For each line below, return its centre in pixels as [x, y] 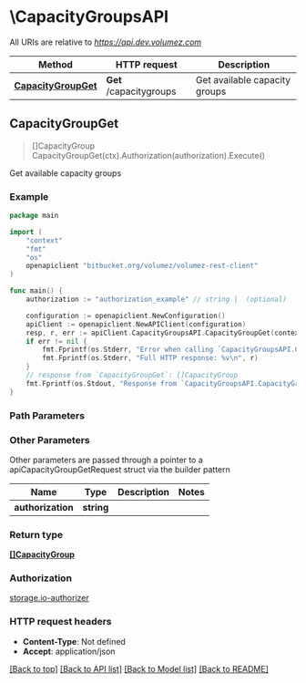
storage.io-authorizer [49, 598]
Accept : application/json [69, 651]
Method [55, 64]
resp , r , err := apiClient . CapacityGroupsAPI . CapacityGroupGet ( [150, 333]
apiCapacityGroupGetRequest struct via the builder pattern [120, 469]
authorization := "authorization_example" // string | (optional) [156, 300]
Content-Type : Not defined [74, 641]
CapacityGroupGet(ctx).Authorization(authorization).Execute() [148, 155]
